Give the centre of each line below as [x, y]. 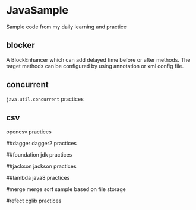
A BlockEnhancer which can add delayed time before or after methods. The [98, 59]
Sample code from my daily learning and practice [66, 27]
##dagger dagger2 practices [42, 144]
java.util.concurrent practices [45, 99]
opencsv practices [29, 132]
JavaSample [37, 10]
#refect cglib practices [34, 201]
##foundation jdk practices [39, 155]
